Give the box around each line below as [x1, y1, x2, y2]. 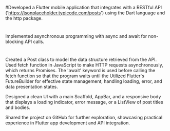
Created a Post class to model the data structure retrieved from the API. [5, 56, 157, 63]
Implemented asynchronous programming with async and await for [5, 33, 147, 39]
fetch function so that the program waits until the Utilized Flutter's [5, 73, 145, 79]
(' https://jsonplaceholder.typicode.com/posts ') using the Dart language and [5, 10, 165, 16]
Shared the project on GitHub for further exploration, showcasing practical [5, 115, 163, 121]
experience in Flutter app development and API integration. [5, 120, 130, 126]
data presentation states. [5, 84, 58, 90]
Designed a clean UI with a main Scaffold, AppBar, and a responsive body [5, 94, 161, 100]
